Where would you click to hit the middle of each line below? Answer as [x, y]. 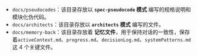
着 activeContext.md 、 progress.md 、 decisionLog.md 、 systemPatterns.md [102, 39]
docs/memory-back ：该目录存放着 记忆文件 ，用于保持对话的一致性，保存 [101, 32]
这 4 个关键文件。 [34, 47]
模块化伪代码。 [31, 17]
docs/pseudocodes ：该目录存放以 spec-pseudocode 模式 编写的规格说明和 [101, 9]
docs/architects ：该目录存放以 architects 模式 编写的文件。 [88, 24]
